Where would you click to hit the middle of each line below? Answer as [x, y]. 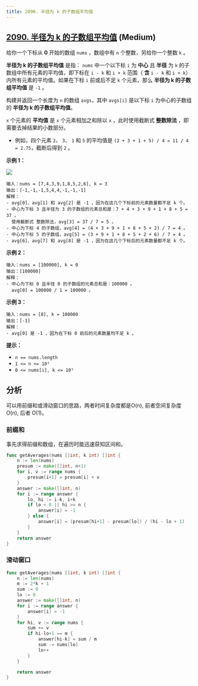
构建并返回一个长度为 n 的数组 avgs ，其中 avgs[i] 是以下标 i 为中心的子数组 [99, 100]
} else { [38, 516]
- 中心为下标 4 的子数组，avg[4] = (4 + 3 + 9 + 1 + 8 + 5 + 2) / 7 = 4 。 [97, 228]
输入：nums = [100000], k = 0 [42, 265]
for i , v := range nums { [49, 472]
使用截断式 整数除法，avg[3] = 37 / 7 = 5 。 [64, 222]
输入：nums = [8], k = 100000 [42, 315]
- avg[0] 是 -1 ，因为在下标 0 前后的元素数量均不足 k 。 [71, 334]
